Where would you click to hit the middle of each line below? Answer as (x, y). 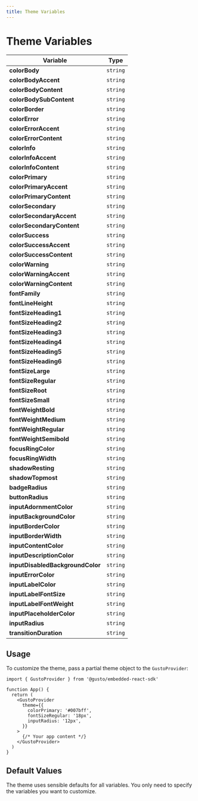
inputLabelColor (33, 584)
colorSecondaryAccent (43, 215)
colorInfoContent (34, 167)
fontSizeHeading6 (35, 361)
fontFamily (25, 293)
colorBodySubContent (42, 99)
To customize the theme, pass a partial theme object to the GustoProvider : (98, 668)
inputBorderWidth (35, 536)
